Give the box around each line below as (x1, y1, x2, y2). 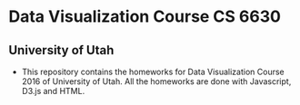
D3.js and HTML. (21, 86, 85, 96)
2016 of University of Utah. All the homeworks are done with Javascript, (21, 76, 292, 87)
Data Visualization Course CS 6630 (8, 6, 281, 27)
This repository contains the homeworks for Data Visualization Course (21, 66, 285, 77)
